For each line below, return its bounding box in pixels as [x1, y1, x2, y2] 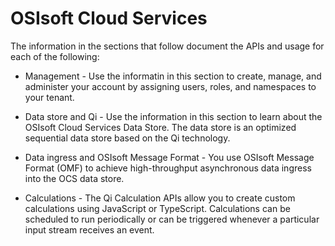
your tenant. [24, 91, 75, 103]
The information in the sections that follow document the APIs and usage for [10, 40, 325, 52]
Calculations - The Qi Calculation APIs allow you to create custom [24, 192, 296, 204]
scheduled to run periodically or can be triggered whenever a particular [24, 213, 320, 225]
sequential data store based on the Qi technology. [24, 132, 231, 144]
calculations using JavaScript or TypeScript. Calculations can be [24, 202, 291, 214]
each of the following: [10, 50, 100, 62]
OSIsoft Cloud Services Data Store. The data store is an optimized [24, 121, 297, 133]
